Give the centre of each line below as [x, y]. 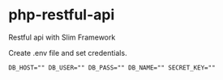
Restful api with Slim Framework [62, 37]
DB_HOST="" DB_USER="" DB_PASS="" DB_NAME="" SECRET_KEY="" [112, 67]
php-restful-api [62, 15]
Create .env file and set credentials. [68, 53]
